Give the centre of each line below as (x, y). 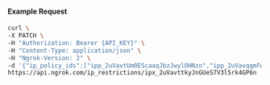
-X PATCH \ (26, 36)
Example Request (37, 11)
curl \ (19, 28)
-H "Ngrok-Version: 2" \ (49, 58)
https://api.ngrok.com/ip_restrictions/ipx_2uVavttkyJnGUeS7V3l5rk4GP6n (132, 73)
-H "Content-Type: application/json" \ (75, 51)
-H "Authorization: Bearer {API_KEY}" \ (77, 43)
